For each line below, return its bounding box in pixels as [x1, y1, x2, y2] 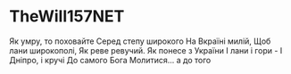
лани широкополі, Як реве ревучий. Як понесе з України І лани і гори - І [9, 45, 283, 55]
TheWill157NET [9, 6, 125, 27]
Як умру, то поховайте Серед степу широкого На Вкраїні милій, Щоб [9, 36, 271, 46]
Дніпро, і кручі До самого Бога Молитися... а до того [9, 54, 212, 65]
